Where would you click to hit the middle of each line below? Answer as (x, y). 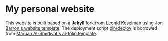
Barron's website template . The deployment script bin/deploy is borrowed (81, 28)
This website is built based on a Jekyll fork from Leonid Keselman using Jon (84, 23)
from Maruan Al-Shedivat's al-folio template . (51, 33)
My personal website (50, 9)
